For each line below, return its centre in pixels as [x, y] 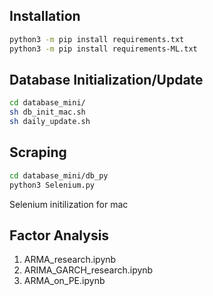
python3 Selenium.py [52, 185]
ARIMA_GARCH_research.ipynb [88, 270]
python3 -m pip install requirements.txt [97, 39]
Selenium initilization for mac [69, 204]
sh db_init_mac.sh [47, 112]
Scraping [38, 152]
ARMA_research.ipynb [70, 260]
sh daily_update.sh [50, 122]
